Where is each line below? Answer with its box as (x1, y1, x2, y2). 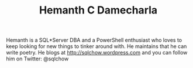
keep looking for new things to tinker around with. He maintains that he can (6, 43, 187, 50)
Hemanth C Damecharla (39, 4, 158, 17)
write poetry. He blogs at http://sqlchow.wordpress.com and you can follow (6, 49, 188, 56)
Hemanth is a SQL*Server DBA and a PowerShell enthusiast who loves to (6, 36, 182, 44)
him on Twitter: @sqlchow (6, 55, 69, 62)
